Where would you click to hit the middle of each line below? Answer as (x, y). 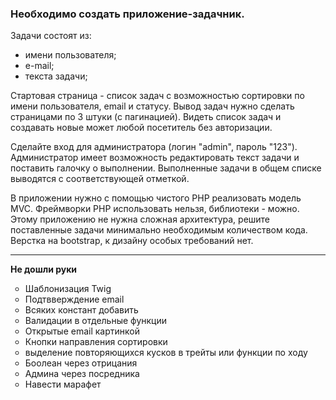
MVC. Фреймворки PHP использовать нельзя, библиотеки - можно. (155, 209)
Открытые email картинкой (82, 331)
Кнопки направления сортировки (96, 342)
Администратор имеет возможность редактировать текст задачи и (155, 158)
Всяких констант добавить (81, 310)
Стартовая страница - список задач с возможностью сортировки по (157, 96)
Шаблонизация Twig (68, 289)
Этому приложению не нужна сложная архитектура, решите (140, 219)
